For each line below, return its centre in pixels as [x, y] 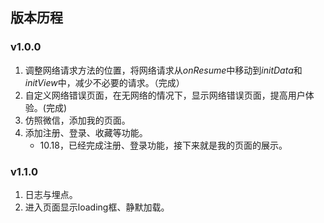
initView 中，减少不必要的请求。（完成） [104, 82]
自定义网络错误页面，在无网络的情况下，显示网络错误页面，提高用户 [165, 95]
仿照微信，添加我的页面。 [77, 120]
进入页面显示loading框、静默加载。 [97, 207]
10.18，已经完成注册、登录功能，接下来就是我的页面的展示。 [163, 145]
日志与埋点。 [51, 194]
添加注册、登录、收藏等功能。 [86, 132]
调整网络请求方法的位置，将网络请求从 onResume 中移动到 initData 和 [163, 70]
